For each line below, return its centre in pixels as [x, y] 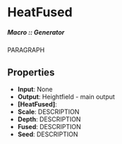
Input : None [35, 89]
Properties [31, 72]
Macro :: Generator [36, 32]
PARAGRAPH [26, 50]
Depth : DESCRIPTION [49, 119]
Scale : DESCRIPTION [48, 112]
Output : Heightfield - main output [66, 97]
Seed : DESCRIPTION [48, 134]
